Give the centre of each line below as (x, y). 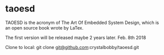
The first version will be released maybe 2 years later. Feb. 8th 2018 (76, 37)
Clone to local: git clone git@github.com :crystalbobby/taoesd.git (72, 47)
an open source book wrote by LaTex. (44, 27)
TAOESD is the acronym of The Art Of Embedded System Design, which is (82, 22)
